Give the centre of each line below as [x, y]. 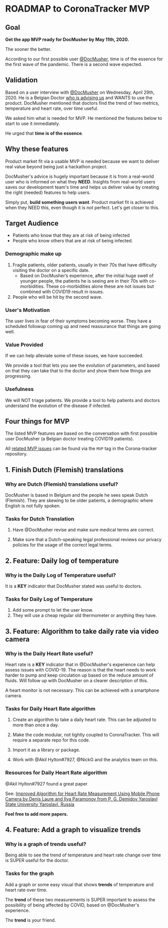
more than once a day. [36, 725]
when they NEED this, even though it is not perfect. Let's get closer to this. [82, 208]
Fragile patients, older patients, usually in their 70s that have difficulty [85, 264]
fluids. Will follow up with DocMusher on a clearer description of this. [77, 681]
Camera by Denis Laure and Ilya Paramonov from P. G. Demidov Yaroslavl [81, 799]
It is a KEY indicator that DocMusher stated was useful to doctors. [74, 586]
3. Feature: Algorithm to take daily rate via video [82, 631]
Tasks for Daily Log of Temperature [49, 599]
